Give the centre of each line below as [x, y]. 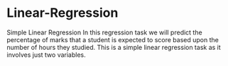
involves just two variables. [46, 55]
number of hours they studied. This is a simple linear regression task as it [114, 47]
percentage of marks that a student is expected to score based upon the [113, 39]
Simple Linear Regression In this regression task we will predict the [105, 32]
